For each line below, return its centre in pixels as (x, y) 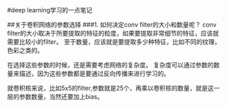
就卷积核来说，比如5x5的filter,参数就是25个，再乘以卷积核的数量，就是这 (111, 88)
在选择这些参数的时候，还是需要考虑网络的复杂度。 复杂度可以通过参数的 (110, 65)
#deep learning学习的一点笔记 (50, 10)
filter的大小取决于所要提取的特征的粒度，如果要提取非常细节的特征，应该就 (113, 33)
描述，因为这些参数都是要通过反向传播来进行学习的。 (94, 73)
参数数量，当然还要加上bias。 (61, 97)
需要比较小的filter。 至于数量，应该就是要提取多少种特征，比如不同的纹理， (114, 42)
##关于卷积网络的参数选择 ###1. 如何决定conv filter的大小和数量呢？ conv (112, 25)
